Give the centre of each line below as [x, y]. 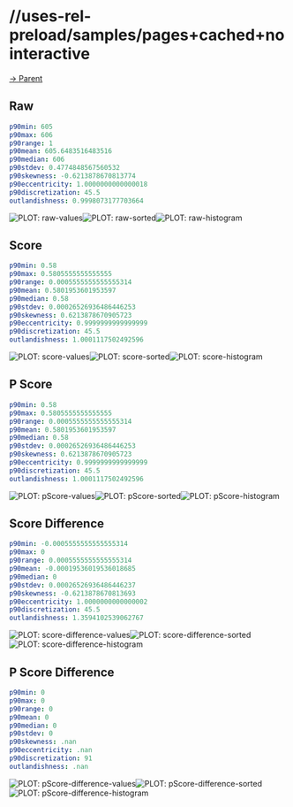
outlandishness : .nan [49, 766]
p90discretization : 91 [51, 758]
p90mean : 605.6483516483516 [61, 151]
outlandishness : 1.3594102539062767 [76, 618]
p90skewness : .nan [43, 742]
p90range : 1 [31, 143]
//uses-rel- [50, 16]
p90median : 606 [37, 160]
